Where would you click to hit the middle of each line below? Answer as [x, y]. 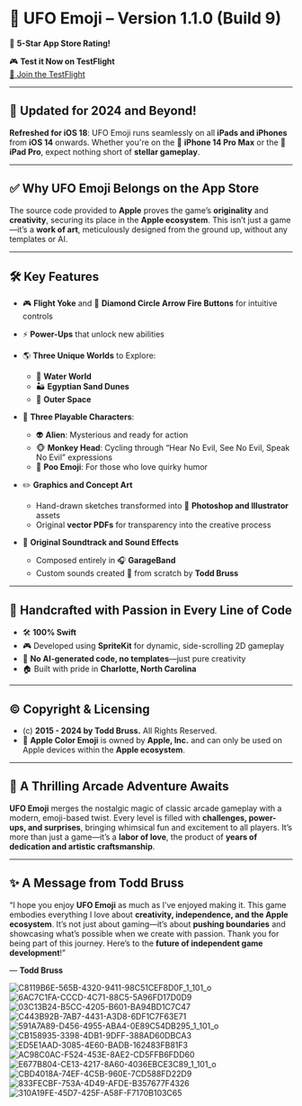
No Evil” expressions [74, 457]
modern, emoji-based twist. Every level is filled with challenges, [128, 817]
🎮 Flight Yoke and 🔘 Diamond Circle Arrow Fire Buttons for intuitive [150, 303]
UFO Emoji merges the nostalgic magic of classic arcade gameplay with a [146, 808]
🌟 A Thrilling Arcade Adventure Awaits [119, 787]
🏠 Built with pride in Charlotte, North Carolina [109, 669]
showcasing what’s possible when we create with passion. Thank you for [144, 933]
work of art [57, 229]
